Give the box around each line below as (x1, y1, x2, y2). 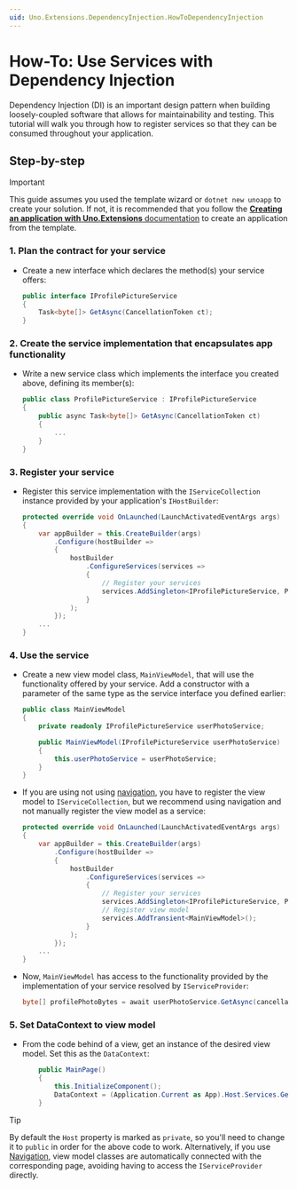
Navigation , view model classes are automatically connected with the (9, 1151, 262, 1161)
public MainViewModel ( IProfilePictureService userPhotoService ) (38, 738, 281, 747)
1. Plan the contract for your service (9, 245, 167, 258)
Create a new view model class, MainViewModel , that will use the (21, 670, 254, 680)
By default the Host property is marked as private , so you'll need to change (9, 1131, 285, 1142)
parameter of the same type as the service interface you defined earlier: (21, 688, 286, 699)
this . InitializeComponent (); (54, 1082, 162, 1091)
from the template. (9, 223, 77, 234)
